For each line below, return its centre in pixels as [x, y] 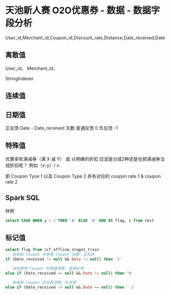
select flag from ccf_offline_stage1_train [52, 250]
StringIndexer [20, 78]
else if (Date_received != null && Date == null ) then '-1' [71, 287]
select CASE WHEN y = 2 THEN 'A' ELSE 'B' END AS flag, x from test [80, 220]
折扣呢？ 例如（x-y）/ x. [35, 165]
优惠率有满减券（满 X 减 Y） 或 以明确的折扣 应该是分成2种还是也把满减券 [83, 159]
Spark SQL [22, 198]
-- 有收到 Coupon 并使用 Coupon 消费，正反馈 [50, 255]
